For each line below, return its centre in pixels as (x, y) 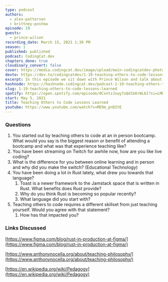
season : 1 (15, 47)
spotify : (14, 93)
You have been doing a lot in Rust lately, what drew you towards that (83, 173)
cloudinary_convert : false (33, 65)
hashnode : (15, 84)
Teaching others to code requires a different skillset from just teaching (85, 205)
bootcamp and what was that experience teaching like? (69, 146)
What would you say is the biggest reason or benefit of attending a (81, 141)
